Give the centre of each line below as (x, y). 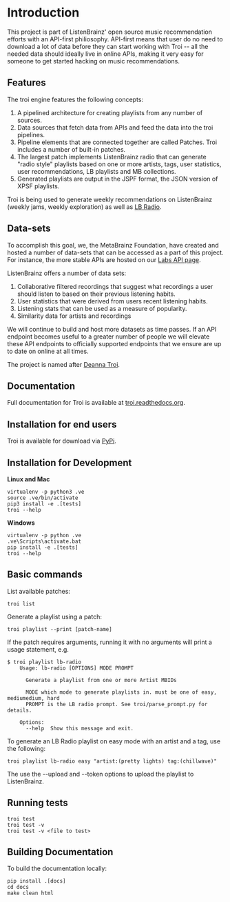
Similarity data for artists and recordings (74, 316)
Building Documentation (60, 852)
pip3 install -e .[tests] (44, 504)
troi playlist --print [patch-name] (60, 629)
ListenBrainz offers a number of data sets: (67, 273)
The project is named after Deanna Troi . (64, 364)
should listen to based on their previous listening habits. (96, 294)
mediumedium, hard (33, 698)
